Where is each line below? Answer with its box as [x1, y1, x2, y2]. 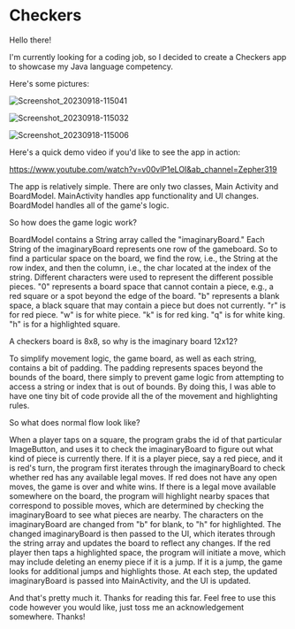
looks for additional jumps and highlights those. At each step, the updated [9, 565, 278, 576]
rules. [9, 400, 30, 410]
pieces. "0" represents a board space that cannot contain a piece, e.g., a [9, 280, 274, 292]
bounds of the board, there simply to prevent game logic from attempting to [9, 372, 284, 382]
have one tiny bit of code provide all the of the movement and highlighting [9, 390, 278, 401]
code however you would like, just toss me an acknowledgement [9, 602, 245, 612]
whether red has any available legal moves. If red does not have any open [9, 472, 277, 482]
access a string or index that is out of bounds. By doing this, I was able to [9, 381, 276, 392]
